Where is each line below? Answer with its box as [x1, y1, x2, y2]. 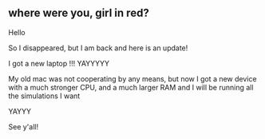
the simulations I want [8, 91, 81, 101]
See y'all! [8, 121, 38, 131]
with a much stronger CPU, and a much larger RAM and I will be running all [8, 82, 254, 92]
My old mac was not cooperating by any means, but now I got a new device [8, 73, 257, 83]
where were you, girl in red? [8, 6, 149, 20]
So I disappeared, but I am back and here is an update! [8, 43, 188, 53]
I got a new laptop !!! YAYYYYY [8, 58, 110, 68]
